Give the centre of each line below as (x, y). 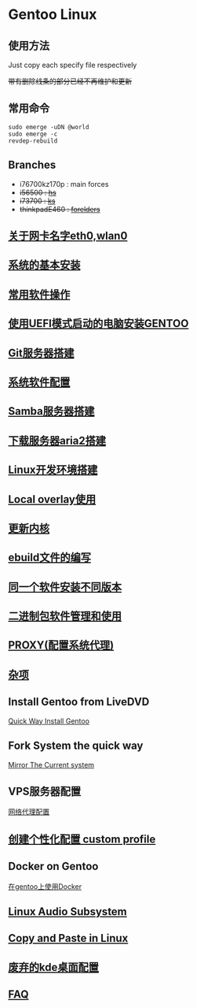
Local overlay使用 (52, 499)
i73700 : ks (37, 201)
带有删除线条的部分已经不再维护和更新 (70, 81)
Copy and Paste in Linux (68, 938)
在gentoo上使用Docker (45, 886)
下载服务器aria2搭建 (57, 440)
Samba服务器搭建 (51, 411)
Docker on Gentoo (53, 867)
